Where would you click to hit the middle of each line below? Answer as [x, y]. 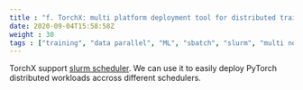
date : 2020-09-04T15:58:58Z [62, 26]
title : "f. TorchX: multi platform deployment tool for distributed [143, 18]
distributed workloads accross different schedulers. [105, 78]
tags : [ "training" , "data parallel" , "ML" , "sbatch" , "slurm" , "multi [147, 43]
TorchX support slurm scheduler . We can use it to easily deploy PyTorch [143, 68]
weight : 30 [32, 34]
